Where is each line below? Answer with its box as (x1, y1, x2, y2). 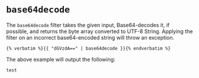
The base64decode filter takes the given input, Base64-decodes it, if (6, 21, 170, 28)
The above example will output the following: (6, 56, 115, 63)
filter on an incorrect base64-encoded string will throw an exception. (6, 34, 175, 41)
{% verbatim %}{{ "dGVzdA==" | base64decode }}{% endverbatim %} (6, 45, 171, 51)
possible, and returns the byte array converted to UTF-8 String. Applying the (6, 28, 193, 35)
